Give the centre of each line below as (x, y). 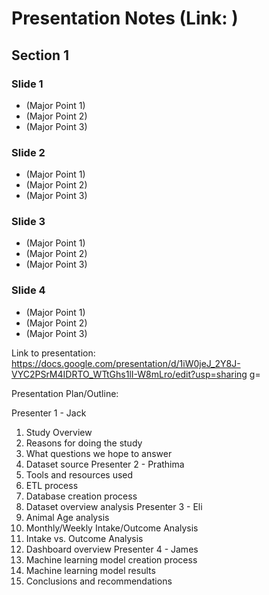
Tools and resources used (79, 474)
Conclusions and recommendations (99, 581)
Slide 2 (28, 152)
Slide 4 (28, 290)
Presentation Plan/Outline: (65, 393)
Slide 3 (28, 222)
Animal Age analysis (67, 517)
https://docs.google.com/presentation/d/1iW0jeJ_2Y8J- (126, 363)
